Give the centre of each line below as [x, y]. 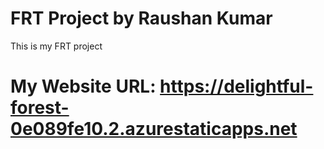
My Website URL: [83, 86]
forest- [40, 108]
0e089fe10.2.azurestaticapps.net [154, 129]
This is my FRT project [56, 46]
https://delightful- [236, 86]
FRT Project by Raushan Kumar [141, 18]
